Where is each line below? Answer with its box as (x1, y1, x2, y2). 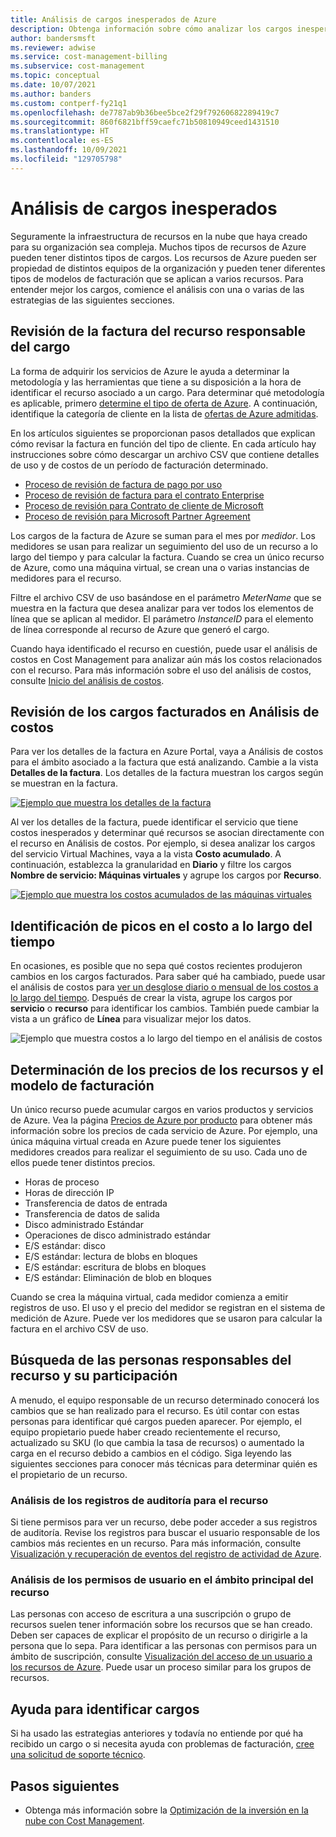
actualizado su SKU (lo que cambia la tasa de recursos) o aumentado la (10, 1436, 305, 1448)
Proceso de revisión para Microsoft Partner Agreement (24, 510, 251, 522)
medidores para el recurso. (10, 572, 122, 584)
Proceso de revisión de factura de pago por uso (24, 478, 223, 490)
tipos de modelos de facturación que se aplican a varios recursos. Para (10, 272, 304, 285)
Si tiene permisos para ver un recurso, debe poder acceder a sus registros (10, 1516, 318, 1528)
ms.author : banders (10, 89, 92, 99)
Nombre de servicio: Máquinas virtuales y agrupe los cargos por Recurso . (10, 869, 322, 881)
